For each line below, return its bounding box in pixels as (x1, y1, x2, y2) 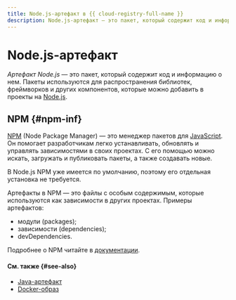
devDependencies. (17, 233, 72, 241)
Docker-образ (17, 285, 60, 294)
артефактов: (7, 204, 44, 212)
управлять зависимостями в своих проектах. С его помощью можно (7, 147, 215, 155)
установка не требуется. (7, 175, 81, 183)
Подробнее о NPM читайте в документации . (7, 246, 140, 254)
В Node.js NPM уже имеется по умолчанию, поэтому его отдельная (7, 168, 211, 176)
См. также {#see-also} (7, 261, 77, 270)
